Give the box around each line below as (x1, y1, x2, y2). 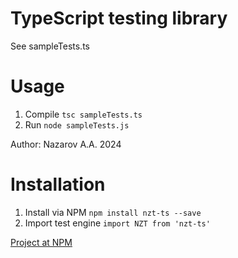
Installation (10, 173, 106, 196)
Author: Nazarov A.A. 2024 (10, 138, 122, 150)
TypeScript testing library (10, 7, 228, 30)
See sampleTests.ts (10, 40, 90, 52)
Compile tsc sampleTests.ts (24, 108, 143, 120)
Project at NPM (10, 236, 73, 248)
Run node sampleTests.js (24, 118, 130, 131)
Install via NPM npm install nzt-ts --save (24, 206, 202, 218)
